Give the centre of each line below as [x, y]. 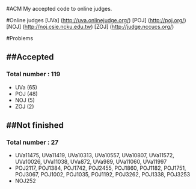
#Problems [20, 38]
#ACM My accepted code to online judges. [59, 9]
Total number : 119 [33, 74]
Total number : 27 [32, 142]
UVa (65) [26, 87]
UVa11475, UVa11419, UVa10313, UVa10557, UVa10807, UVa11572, [94, 155]
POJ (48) [26, 94]
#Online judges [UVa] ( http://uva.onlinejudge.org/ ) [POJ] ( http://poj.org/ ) [96, 20]
